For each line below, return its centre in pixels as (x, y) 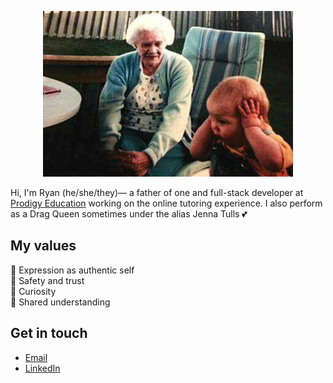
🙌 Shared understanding (60, 302)
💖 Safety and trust (47, 280)
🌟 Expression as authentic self (72, 270)
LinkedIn (42, 368)
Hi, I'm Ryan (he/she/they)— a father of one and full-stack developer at (157, 192)
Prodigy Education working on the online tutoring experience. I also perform (166, 203)
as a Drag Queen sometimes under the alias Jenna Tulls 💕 (129, 214)
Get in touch (49, 333)
